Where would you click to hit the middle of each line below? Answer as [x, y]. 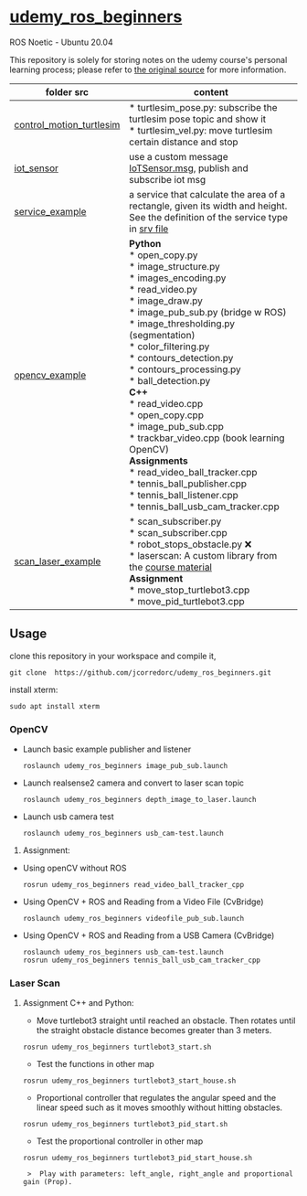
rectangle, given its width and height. [208, 206]
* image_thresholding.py [182, 324]
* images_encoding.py [178, 278]
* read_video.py [164, 289]
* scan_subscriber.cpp [178, 532]
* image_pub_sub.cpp [176, 426]
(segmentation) [162, 335]
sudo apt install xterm [55, 706]
